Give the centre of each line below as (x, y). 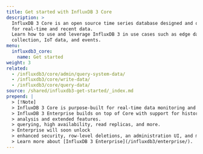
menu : (13, 46)
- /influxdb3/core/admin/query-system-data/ (69, 74)
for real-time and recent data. (53, 29)
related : (17, 68)
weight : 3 (19, 62)
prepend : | (20, 96)
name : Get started (40, 57)
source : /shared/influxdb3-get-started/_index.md (70, 91)
